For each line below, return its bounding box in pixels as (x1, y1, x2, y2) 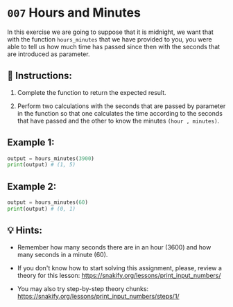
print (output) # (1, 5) (7, 161, 76, 168)
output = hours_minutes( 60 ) (7, 199, 89, 206)
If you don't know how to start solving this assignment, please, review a (17, 263, 222, 272)
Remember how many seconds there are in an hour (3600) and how (17, 243, 212, 251)
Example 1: (7, 137, 55, 148)
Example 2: (7, 180, 57, 192)
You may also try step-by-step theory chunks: (17, 284, 149, 292)
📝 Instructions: (7, 70, 73, 82)
